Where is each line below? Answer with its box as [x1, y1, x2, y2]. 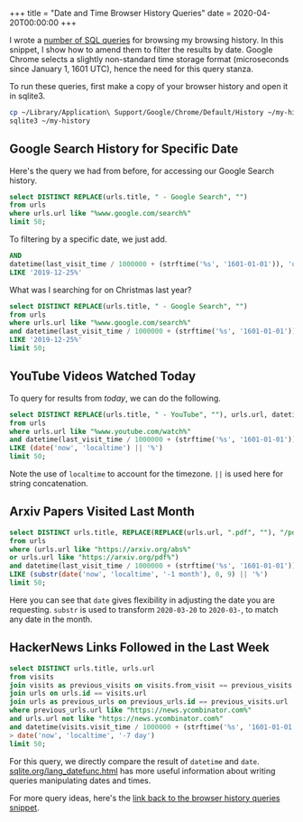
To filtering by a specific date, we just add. [9, 234, 168, 245]
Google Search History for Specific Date [9, 142, 239, 157]
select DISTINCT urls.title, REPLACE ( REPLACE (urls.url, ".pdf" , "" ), [9, 528, 277, 537]
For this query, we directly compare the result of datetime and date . [9, 755, 260, 766]
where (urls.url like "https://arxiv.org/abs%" [9, 545, 192, 554]
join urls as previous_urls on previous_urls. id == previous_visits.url [9, 697, 289, 707]
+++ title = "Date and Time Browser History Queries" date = [9, 8, 232, 18]
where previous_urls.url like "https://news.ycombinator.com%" [9, 706, 252, 716]
